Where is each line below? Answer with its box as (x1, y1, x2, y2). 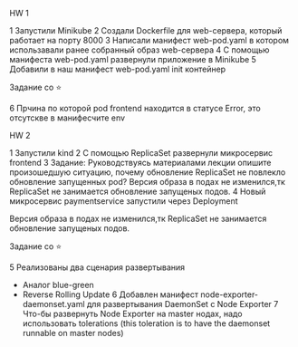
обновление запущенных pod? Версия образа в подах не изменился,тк (9, 177, 285, 187)
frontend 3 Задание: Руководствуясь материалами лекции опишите (9, 158, 272, 168)
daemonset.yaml (22, 299, 85, 309)
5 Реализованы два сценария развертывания (9, 262, 186, 273)
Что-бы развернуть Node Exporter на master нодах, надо (22, 308, 243, 319)
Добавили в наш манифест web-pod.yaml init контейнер (9, 63, 226, 74)
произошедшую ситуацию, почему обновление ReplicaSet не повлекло (9, 167, 286, 178)
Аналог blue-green (22, 280, 95, 290)
